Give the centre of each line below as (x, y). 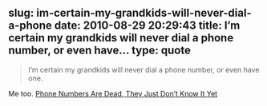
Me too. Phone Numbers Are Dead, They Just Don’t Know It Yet (113, 93)
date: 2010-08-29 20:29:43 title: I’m (147, 26)
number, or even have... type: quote (99, 51)
